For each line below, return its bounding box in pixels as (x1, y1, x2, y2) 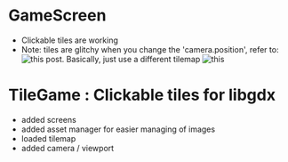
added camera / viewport (20, 142, 115, 153)
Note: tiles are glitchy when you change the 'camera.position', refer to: (20, 44, 279, 54)
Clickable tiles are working (20, 35, 119, 45)
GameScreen (8, 5, 107, 26)
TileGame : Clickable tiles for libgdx (8, 85, 276, 105)
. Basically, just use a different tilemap (61, 53, 201, 64)
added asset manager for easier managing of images (20, 124, 215, 134)
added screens (20, 114, 76, 125)
